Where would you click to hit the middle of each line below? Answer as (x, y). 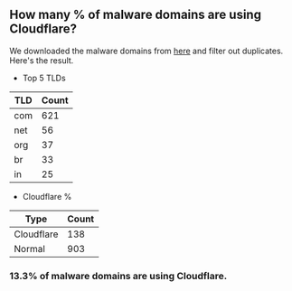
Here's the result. (42, 60)
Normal (29, 249)
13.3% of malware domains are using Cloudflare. (118, 276)
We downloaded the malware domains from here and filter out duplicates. (146, 51)
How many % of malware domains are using (136, 15)
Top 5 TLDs (44, 78)
